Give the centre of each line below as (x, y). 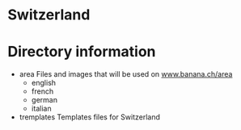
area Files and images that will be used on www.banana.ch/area (126, 74)
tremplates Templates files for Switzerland (90, 117)
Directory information (82, 52)
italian (41, 109)
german (44, 100)
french (42, 91)
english (44, 83)
